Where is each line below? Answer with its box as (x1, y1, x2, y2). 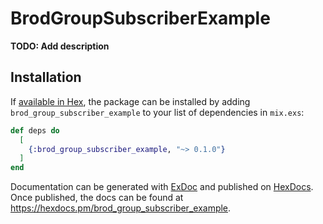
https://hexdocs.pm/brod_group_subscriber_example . (10, 202, 232, 214)
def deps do (10, 125, 60, 136)
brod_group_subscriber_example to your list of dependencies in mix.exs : (10, 106, 305, 118)
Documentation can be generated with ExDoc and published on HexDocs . (10, 181, 314, 193)
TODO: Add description (10, 40, 110, 52)
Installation (10, 69, 82, 86)
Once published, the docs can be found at (10, 192, 184, 204)
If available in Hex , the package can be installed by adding (10, 95, 251, 107)
